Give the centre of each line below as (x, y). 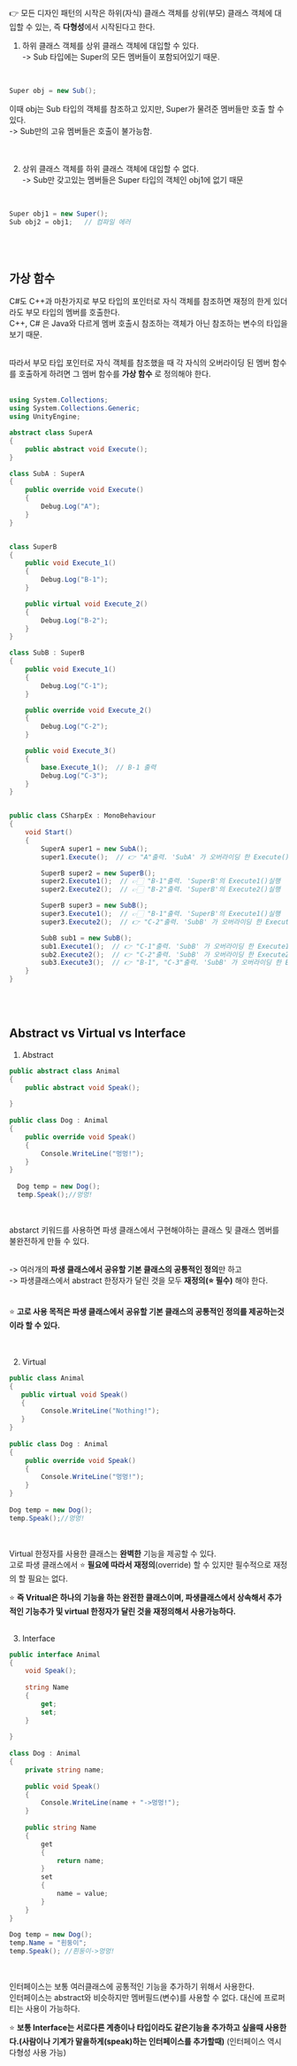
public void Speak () (63, 1786)
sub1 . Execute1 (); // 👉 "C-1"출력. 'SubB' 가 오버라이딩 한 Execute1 (165, 946)
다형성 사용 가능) (38, 2052)
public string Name (61, 1827)
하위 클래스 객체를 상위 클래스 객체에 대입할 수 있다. (110, 46)
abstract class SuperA (51, 433)
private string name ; (65, 1770)
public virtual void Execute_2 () (87, 604)
